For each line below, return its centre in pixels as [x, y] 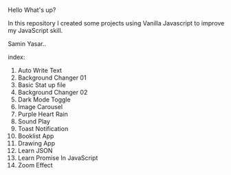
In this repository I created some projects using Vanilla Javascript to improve [116, 23]
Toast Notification [43, 129]
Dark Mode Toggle [44, 100]
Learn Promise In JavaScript [58, 158]
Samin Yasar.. [27, 44]
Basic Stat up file [42, 85]
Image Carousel [40, 107]
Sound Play [34, 121]
